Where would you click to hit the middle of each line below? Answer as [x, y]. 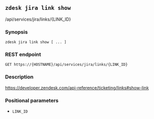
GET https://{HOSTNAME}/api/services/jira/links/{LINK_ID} [66, 65]
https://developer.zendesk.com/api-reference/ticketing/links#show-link [77, 88]
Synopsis [16, 32]
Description [19, 77]
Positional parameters [32, 100]
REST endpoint [23, 55]
